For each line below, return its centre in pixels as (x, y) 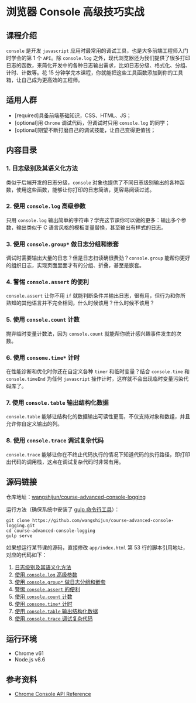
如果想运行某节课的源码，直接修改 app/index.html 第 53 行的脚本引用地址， (97, 548)
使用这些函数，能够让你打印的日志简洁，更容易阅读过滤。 (85, 190)
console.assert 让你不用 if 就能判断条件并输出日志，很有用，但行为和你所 (96, 296)
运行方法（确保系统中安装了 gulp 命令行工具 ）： (63, 510)
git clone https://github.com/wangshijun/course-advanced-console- (90, 521)
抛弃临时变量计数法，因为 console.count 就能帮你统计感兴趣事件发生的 (91, 333)
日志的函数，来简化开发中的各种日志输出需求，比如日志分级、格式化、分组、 (98, 65)
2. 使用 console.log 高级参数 (46, 206)
